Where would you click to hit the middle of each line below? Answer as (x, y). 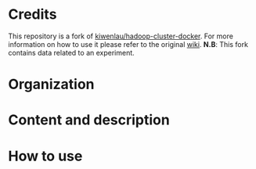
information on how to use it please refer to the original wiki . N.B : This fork (128, 44)
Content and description (89, 120)
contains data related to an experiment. (71, 52)
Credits (32, 14)
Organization (51, 84)
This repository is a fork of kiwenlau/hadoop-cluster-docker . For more (121, 36)
